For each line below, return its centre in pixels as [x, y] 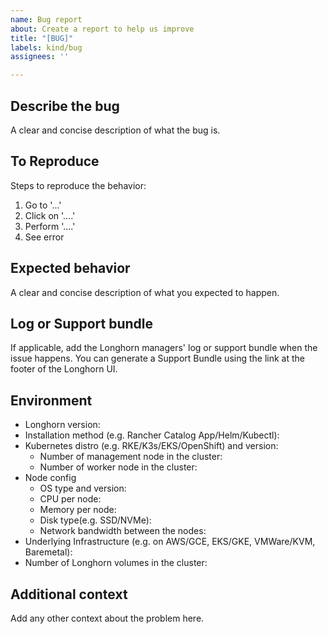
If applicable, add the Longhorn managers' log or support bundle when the [164, 348]
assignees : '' [40, 57]
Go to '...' [43, 205]
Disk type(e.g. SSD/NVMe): [95, 520]
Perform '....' [50, 226]
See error [44, 237]
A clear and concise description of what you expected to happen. [145, 292]
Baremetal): [48, 552]
